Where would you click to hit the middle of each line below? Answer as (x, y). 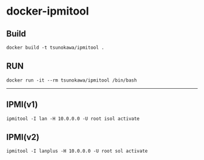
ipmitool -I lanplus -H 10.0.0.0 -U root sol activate (77, 151)
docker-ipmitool (48, 11)
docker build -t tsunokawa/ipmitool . (55, 47)
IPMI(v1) (22, 105)
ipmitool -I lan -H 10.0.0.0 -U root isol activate (73, 119)
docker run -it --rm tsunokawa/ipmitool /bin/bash (72, 80)
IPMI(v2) (23, 137)
